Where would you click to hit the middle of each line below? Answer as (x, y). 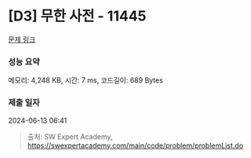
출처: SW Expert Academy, (70, 136)
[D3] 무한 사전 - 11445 (77, 16)
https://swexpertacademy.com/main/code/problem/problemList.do (135, 145)
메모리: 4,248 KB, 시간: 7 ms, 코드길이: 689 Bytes (85, 80)
